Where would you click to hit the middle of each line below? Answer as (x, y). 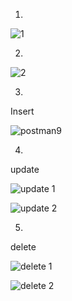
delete (23, 247)
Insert (22, 111)
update (25, 169)
